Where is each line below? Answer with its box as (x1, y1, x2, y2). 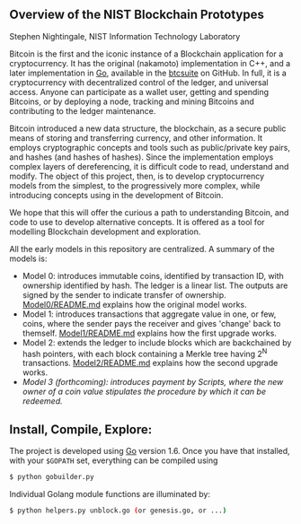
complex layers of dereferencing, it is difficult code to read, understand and (9, 161, 289, 171)
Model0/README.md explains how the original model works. (22, 299, 247, 310)
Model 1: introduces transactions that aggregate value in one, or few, (22, 309, 277, 319)
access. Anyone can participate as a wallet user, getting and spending (9, 86, 270, 97)
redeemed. (22, 396, 63, 406)
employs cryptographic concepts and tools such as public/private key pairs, (9, 142, 290, 153)
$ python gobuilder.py (9, 473, 94, 482)
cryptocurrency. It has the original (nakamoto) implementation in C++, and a (9, 57, 291, 68)
